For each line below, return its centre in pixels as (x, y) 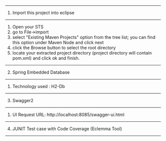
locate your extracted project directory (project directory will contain (82, 53)
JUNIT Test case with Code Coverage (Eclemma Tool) (67, 129)
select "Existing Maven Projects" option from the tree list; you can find (84, 37)
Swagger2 (23, 100)
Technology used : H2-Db (39, 86)
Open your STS (28, 27)
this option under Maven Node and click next (58, 42)
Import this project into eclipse (43, 13)
